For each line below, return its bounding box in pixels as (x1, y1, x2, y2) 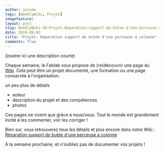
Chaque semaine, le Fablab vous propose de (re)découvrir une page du (5, 62, 150, 68)
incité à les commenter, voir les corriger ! (5, 117, 88, 123)
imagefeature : (5, 16, 34, 21)
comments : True (5, 39, 36, 44)
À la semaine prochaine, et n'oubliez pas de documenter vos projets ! (5, 141, 145, 147)
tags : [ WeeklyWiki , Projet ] (5, 12, 63, 17)
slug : (5, 26, 16, 30)
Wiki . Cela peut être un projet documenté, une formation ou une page (5, 67, 146, 73)
